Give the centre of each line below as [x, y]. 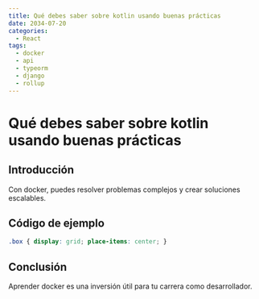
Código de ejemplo [56, 223]
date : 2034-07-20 [37, 23]
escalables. [27, 197]
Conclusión [38, 267]
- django [30, 76]
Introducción [41, 170]
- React [29, 38]
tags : [17, 46]
